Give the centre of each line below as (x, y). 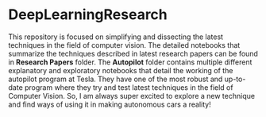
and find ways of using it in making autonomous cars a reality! (110, 104)
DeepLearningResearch (88, 15)
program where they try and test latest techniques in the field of (129, 87)
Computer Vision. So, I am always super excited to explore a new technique (132, 96)
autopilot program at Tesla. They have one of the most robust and (116, 79)
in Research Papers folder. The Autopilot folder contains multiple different (130, 62)
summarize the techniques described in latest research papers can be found (133, 53)
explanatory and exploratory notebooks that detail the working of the (121, 70)
